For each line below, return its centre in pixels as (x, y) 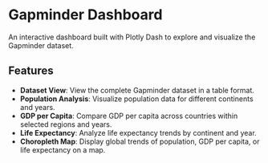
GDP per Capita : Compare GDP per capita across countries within (129, 116)
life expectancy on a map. (63, 149)
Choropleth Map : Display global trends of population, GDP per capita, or (140, 141)
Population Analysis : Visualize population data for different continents (137, 99)
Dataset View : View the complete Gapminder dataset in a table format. (137, 90)
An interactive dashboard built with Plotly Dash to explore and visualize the (132, 37)
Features (31, 71)
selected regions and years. (66, 124)
